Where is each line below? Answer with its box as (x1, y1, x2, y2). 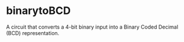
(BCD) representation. (6, 29, 60, 36)
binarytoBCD (6, 4, 71, 17)
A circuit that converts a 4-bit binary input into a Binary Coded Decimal (6, 23, 179, 30)
